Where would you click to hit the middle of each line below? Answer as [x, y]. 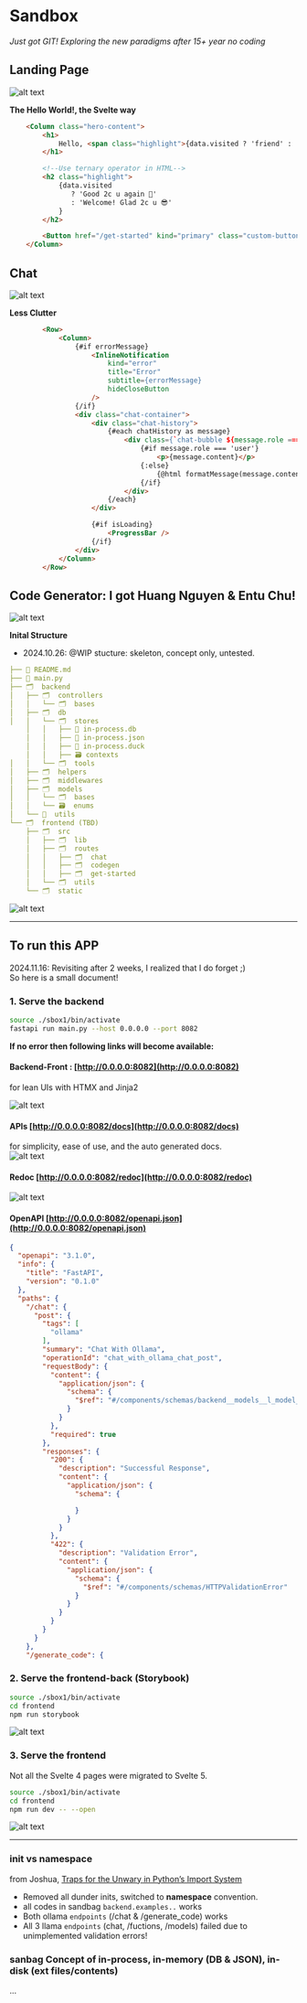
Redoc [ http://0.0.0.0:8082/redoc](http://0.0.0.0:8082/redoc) [131, 1177]
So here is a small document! [64, 977]
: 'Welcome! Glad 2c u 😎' [122, 202]
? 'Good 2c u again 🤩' [114, 194]
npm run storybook [44, 1714]
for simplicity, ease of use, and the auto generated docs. [116, 1146]
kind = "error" [132, 364]
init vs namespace [51, 1859]
